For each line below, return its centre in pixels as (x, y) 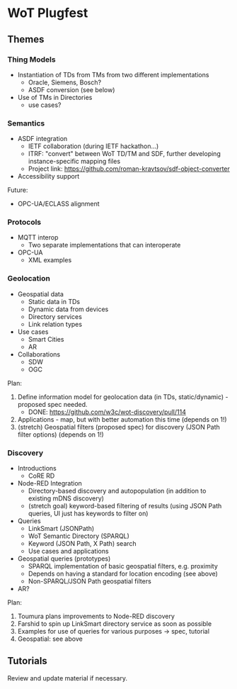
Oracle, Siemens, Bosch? (64, 82)
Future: (18, 190)
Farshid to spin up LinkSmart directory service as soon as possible (115, 624)
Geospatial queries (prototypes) (64, 559)
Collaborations (39, 354)
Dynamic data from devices (68, 309)
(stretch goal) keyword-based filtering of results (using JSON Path (125, 506)
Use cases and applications (68, 551)
